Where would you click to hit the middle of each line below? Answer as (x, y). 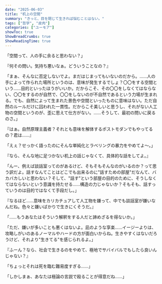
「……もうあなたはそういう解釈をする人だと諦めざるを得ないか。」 (71, 217)
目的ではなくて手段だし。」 (52, 190)
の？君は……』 (19, 135)
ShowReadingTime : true (28, 41)
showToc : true (19, 32)
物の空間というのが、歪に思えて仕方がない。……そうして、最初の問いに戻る (81, 113)
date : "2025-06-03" (25, 9)
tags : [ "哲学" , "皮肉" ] (27, 23)
